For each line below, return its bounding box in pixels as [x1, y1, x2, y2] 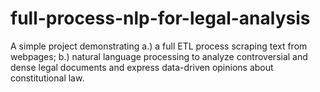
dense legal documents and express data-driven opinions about [10, 61, 274, 73]
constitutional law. [10, 72, 85, 84]
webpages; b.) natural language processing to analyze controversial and [10, 50, 308, 62]
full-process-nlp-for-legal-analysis [10, 7, 311, 30]
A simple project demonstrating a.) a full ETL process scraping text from [10, 40, 308, 52]
